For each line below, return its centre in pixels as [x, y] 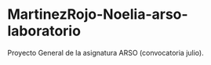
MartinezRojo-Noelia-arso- [98, 14]
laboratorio [44, 31]
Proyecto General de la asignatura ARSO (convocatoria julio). [106, 52]
